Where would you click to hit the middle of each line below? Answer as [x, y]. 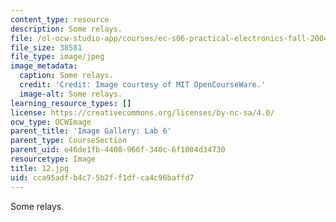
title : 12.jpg [40, 168]
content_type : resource [60, 19]
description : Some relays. [66, 29]
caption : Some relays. [66, 76]
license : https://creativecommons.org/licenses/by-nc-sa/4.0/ [142, 112]
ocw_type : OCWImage [51, 122]
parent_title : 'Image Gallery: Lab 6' [91, 131]
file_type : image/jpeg [57, 57]
